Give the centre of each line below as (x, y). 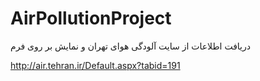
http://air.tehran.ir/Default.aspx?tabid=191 (95, 65)
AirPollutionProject (91, 18)
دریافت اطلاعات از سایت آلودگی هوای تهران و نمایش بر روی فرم (130, 46)
